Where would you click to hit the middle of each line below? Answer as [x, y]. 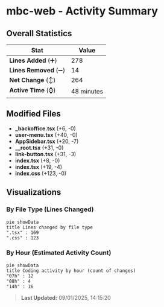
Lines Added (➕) [33, 60]
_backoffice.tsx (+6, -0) [46, 128]
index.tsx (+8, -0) [37, 160]
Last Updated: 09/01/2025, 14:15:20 [66, 297]
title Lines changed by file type [50, 227]
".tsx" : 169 [23, 233]
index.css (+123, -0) [41, 173]
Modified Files [34, 114]
